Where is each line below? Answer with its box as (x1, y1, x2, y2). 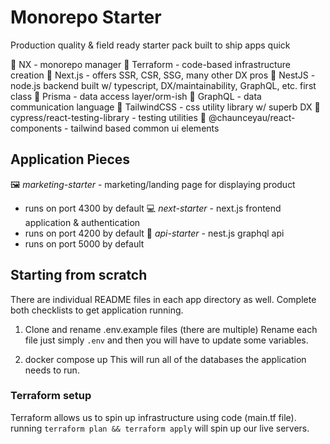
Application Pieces (10, 151, 131, 168)
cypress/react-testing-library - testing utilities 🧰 (10, 111, 207, 123)
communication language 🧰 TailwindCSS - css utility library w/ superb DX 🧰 (10, 101, 321, 113)
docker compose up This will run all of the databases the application (24, 353, 307, 365)
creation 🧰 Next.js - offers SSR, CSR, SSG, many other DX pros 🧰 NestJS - (10, 69, 316, 81)
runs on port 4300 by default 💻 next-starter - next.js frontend (24, 202, 282, 214)
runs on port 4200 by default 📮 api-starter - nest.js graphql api (24, 227, 285, 239)
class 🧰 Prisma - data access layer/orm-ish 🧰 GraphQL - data (10, 90, 262, 102)
